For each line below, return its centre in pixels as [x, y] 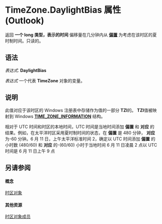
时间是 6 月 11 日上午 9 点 [30, 151]
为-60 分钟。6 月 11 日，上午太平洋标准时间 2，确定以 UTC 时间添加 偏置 [78, 139]
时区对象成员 [18, 217]
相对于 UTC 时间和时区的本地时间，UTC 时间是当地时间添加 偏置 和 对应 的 [80, 127]
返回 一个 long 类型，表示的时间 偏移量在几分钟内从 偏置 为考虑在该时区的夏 [81, 35]
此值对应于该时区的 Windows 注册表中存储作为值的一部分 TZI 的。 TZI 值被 [79, 110]
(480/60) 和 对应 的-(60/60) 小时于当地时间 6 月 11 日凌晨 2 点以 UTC [88, 145]
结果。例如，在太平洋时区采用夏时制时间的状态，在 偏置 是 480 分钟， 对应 [80, 132]
